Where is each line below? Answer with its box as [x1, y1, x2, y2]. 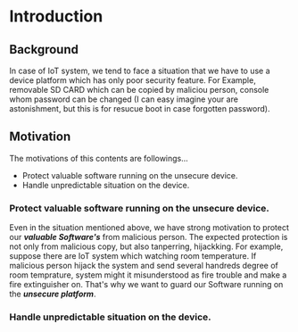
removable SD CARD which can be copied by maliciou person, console [9, 85, 269, 95]
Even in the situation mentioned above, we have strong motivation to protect [9, 222, 290, 233]
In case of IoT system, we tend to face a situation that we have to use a [9, 65, 270, 76]
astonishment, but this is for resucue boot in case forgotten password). [9, 104, 270, 113]
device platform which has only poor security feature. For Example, [9, 75, 256, 86]
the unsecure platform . [9, 288, 96, 300]
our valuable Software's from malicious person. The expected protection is [9, 232, 288, 243]
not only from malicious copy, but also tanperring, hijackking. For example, [9, 241, 284, 252]
